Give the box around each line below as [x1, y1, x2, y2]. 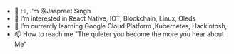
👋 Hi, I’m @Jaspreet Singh [14, 7, 91, 15]
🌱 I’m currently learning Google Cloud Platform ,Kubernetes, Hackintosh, [14, 22, 228, 30]
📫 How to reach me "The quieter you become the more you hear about [14, 30, 225, 38]
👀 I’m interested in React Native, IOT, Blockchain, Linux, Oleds [14, 14, 196, 23]
